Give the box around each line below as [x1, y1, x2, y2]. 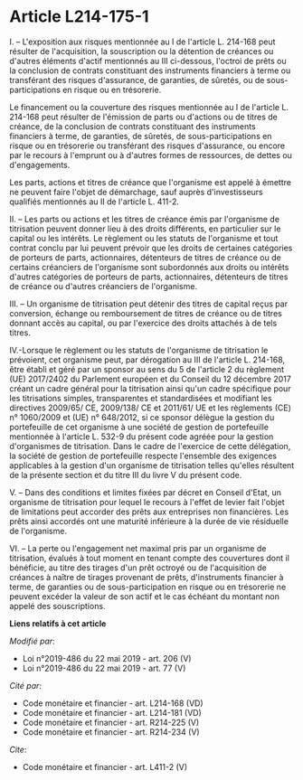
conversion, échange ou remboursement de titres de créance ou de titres [9, 307, 282, 318]
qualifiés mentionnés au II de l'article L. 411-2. [9, 196, 179, 207]
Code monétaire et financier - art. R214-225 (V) [22, 717, 200, 728]
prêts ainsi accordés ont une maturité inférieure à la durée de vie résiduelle [9, 515, 289, 526]
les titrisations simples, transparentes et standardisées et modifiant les [9, 392, 273, 403]
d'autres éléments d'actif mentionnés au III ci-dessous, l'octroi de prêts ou [9, 55, 287, 66]
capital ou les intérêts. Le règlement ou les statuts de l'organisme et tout [9, 232, 279, 243]
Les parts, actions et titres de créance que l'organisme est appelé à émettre [9, 176, 292, 187]
